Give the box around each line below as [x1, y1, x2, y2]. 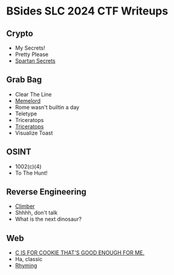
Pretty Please [14, 51, 49, 58]
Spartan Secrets [14, 57, 56, 64]
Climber [14, 202, 35, 210]
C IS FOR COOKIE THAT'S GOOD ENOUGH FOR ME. [14, 249, 145, 256]
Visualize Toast [14, 129, 53, 137]
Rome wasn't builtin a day [14, 103, 80, 111]
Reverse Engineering [6, 187, 86, 197]
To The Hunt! [14, 169, 48, 176]
